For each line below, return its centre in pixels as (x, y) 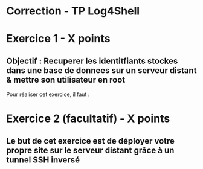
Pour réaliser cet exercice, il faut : (48, 94)
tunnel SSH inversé (43, 160)
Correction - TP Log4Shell (73, 11)
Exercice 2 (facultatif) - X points (88, 119)
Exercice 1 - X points (58, 39)
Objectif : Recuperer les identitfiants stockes (92, 61)
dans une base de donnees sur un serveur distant (101, 70)
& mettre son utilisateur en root (66, 80)
